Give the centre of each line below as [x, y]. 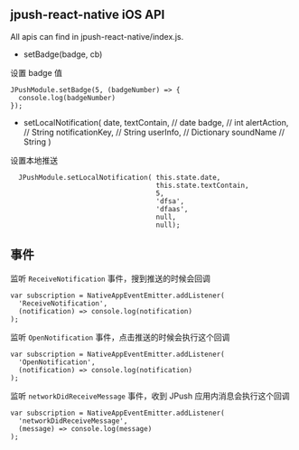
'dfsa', [170, 201]
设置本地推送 [34, 160]
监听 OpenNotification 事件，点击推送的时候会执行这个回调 [120, 337]
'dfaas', [172, 209]
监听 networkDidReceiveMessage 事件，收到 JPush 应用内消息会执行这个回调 [150, 396]
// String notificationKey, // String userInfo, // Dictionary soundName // [154, 132]
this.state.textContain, [202, 185]
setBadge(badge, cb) [63, 54]
